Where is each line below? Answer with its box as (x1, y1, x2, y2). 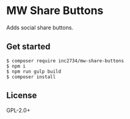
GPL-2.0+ (6, 106, 31, 114)
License (6, 90, 37, 101)
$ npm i (6, 63, 26, 69)
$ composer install (6, 74, 56, 80)
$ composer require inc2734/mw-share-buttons (6, 57, 124, 64)
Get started (6, 41, 51, 52)
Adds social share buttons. (6, 24, 74, 31)
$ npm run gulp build (6, 68, 62, 74)
